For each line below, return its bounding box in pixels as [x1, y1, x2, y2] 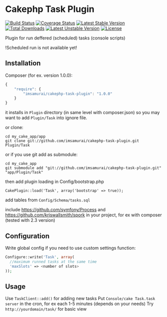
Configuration [5, 232, 50, 240]
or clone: [5, 125, 23, 131]
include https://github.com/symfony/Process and [5, 207, 106, 213]
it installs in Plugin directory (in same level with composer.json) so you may [5, 110, 160, 116]
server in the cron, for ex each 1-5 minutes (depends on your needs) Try [5, 301, 154, 307]
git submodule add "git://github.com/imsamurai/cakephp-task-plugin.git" [5, 165, 162, 170]
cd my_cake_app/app [5, 134, 46, 139]
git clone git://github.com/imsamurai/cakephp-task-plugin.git [5, 139, 140, 144]
